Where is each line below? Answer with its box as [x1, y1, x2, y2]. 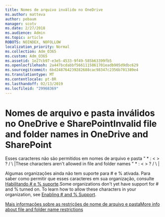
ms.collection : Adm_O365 [5, 49, 56, 54]
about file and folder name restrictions [5, 207, 83, 213]
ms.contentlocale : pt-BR [5, 77, 56, 82]
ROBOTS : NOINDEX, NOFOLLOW [5, 40, 61, 45]
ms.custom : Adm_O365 [5, 53, 48, 59]
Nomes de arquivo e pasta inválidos [5, 108, 155, 118]
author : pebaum [5, 16, 37, 21]
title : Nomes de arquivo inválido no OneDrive [5, 7, 103, 12]
